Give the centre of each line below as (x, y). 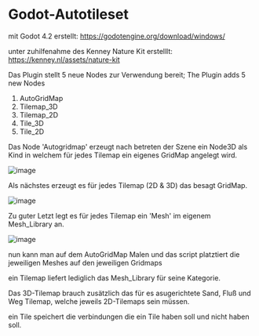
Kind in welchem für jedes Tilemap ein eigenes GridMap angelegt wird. (123, 155)
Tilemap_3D (38, 107)
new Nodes (27, 83)
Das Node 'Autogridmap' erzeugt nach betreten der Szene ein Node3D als (128, 146)
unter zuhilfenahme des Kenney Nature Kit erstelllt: (90, 51)
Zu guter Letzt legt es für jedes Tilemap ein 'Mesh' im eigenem (109, 215)
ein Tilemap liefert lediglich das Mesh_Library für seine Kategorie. (115, 278)
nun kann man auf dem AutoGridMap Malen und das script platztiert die (124, 254)
